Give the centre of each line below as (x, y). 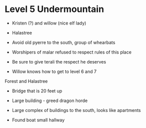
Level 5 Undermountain (54, 9)
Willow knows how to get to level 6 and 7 (54, 71)
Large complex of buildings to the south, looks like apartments (76, 110)
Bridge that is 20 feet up (37, 90)
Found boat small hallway (38, 120)
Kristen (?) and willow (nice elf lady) (49, 23)
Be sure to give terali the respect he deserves (59, 61)
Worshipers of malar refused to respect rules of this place (71, 52)
